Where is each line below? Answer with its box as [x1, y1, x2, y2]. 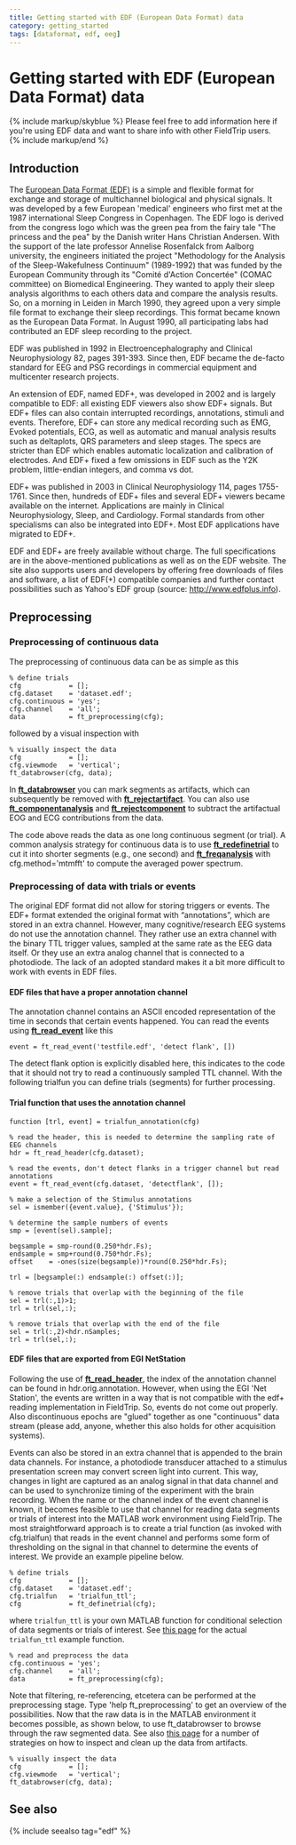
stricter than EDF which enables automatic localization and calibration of [9, 445, 274, 456]
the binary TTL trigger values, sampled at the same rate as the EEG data [9, 938, 273, 949]
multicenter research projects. [9, 371, 120, 382]
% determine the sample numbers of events [9, 1218, 168, 1227]
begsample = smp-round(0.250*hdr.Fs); [9, 1242, 152, 1250]
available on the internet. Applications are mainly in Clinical [9, 500, 224, 511]
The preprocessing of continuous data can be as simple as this [9, 656, 239, 667]
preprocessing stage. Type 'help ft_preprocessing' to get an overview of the [9, 1699, 287, 1710]
